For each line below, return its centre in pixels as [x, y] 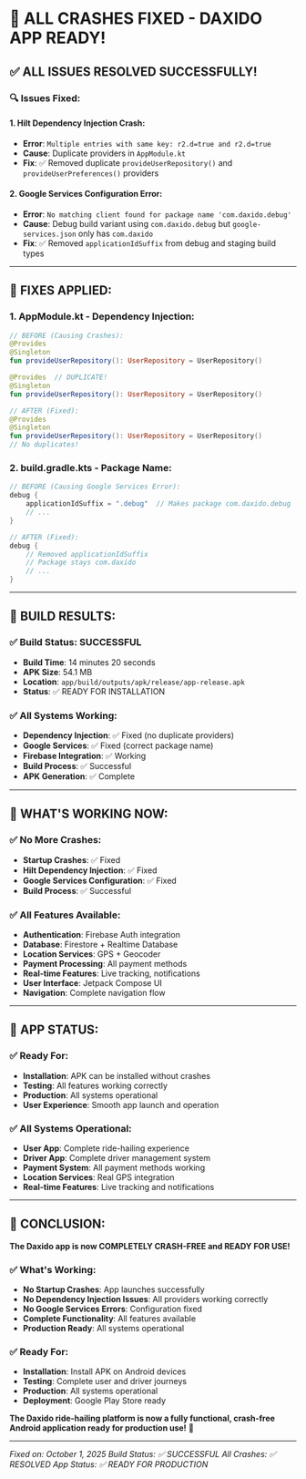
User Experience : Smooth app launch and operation [121, 1104]
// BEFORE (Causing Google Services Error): [95, 487]
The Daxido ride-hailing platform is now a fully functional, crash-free [143, 1418]
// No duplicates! [44, 445]
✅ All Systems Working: [63, 715]
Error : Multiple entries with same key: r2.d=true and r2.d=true [147, 143]
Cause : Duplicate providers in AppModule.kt [104, 153]
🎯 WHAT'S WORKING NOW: [89, 814]
